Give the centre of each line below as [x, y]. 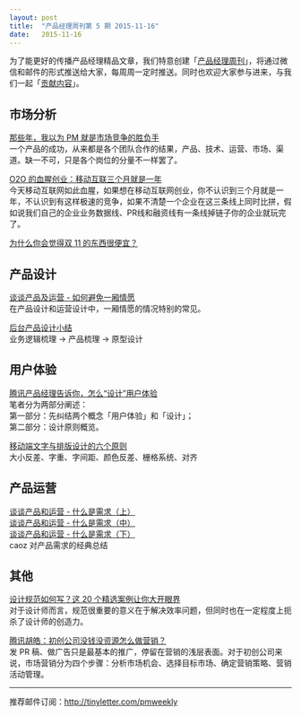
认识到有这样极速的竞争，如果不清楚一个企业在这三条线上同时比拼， [158, 202]
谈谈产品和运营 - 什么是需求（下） [73, 534]
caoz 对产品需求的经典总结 [59, 545]
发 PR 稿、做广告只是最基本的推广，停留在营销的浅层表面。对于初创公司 [142, 652]
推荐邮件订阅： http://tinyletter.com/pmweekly [94, 702]
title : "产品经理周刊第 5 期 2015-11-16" [84, 26]
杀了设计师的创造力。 [48, 622]
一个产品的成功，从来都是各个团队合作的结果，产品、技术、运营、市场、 [142, 149]
